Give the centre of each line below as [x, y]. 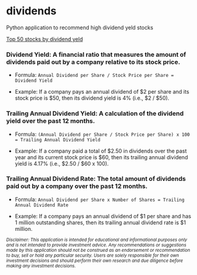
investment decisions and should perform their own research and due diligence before [95, 261]
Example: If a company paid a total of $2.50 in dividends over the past [101, 151]
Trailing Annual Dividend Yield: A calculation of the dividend [95, 113]
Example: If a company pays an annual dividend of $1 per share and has [103, 216]
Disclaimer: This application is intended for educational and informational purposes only [97, 240]
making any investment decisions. [41, 266]
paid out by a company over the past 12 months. [77, 186]
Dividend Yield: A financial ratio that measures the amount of [96, 54]
